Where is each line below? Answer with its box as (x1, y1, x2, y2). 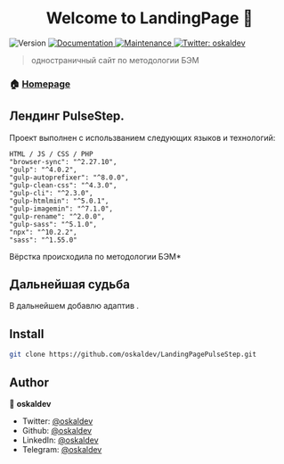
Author (9, 375, 49, 390)
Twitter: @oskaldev (21, 415, 93, 427)
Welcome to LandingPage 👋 (45, 8, 254, 29)
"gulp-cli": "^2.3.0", (9, 188, 93, 197)
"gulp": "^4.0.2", (9, 165, 77, 174)
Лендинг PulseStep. (9, 109, 125, 124)
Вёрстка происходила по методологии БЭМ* (9, 251, 182, 261)
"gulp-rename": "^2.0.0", (9, 211, 105, 221)
